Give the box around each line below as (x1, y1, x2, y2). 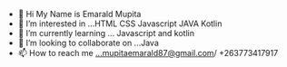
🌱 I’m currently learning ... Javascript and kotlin (17, 28, 195, 38)
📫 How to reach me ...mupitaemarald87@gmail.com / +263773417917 (17, 48, 279, 58)
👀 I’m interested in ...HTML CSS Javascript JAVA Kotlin (17, 18, 223, 29)
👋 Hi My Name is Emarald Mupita (17, 9, 142, 19)
